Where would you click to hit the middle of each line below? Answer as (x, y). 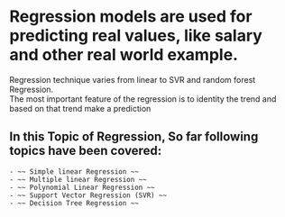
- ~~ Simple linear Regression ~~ (74, 172)
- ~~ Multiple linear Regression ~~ (78, 179)
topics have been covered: (86, 151)
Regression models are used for (131, 17)
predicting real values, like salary (136, 36)
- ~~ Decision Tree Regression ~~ (74, 203)
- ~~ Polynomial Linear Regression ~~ (82, 187)
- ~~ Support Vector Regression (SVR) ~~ (88, 195)
